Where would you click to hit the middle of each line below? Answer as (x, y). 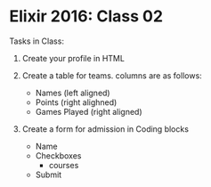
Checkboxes (58, 155)
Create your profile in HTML (73, 58)
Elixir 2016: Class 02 (86, 16)
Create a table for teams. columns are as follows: (112, 75)
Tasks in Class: (37, 41)
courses (64, 165)
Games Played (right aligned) (89, 111)
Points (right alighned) (76, 102)
